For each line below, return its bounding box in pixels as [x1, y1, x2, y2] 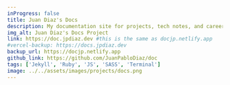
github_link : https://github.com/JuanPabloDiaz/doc [7, 55, 157, 62]
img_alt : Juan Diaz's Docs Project [7, 29, 109, 36]
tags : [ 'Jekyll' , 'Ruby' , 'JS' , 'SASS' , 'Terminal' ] [7, 61, 161, 68]
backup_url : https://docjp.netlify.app [7, 49, 121, 56]
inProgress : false [7, 10, 60, 17]
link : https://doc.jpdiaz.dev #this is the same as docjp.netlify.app [7, 36, 213, 42]
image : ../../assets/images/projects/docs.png [7, 67, 142, 74]
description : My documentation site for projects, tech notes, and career [7, 23, 225, 29]
